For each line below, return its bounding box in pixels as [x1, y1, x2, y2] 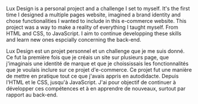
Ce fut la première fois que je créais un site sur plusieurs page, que [6, 54, 169, 61]
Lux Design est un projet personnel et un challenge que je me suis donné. [6, 48, 185, 55]
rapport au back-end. [6, 91, 58, 98]
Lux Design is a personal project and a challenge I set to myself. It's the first [6, 5, 190, 12]
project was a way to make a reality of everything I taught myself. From [6, 24, 179, 31]
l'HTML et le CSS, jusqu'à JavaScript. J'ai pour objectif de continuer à [6, 79, 176, 86]
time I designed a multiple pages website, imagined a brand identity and [6, 11, 181, 18]
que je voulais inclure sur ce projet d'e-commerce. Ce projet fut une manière [6, 66, 192, 73]
